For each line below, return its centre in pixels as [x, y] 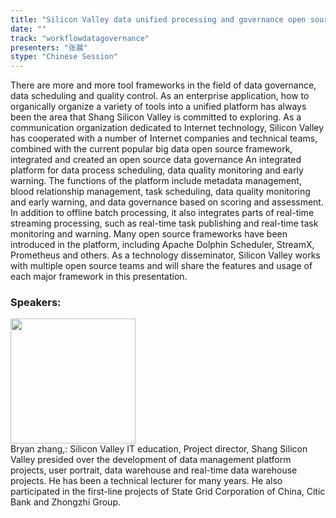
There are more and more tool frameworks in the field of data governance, [163, 85]
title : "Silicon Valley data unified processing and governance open [158, 19]
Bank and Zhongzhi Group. [65, 502]
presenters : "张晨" [49, 47]
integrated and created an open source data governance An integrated [156, 160]
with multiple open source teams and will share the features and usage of [161, 266]
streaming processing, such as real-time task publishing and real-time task [164, 223]
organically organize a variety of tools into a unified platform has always [158, 107]
